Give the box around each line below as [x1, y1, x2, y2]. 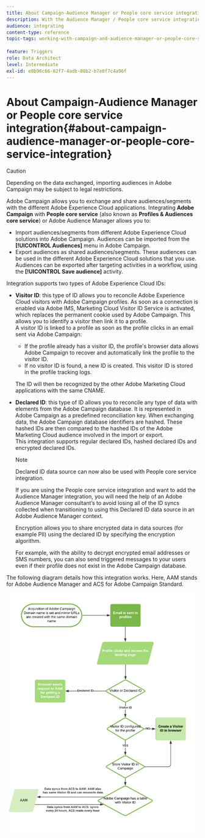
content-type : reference [6, 29, 70, 36]
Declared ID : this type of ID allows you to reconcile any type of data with [15, 398, 198, 406]
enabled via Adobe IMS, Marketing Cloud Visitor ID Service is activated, [15, 305, 195, 312]
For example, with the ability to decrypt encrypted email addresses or [15, 549, 190, 556]
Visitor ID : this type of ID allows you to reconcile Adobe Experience [15, 291, 185, 299]
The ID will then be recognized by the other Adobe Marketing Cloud [15, 380, 185, 388]
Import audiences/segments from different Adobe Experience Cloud [15, 229, 187, 236]
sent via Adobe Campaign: [15, 331, 82, 338]
